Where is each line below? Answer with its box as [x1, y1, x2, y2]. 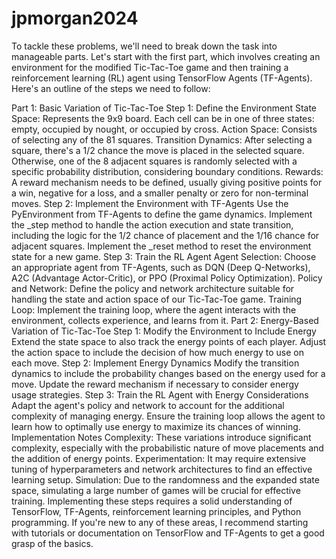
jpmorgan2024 [11, 7, 139, 30]
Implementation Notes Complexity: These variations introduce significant [11, 431, 312, 443]
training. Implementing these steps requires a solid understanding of [11, 495, 293, 507]
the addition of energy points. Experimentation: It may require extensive [11, 452, 307, 464]
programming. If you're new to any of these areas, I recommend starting [11, 516, 309, 528]
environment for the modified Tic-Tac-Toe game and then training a [11, 61, 289, 73]
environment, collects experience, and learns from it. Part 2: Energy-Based [11, 314, 319, 326]
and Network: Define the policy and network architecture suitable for [11, 282, 295, 294]
